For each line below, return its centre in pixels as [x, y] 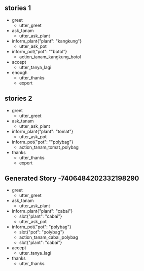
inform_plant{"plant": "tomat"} [42, 131]
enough [19, 72]
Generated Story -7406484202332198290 [72, 178]
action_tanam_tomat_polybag [49, 147]
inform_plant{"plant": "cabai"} [42, 211]
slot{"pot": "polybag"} [42, 232]
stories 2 [18, 98]
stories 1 [18, 8]
